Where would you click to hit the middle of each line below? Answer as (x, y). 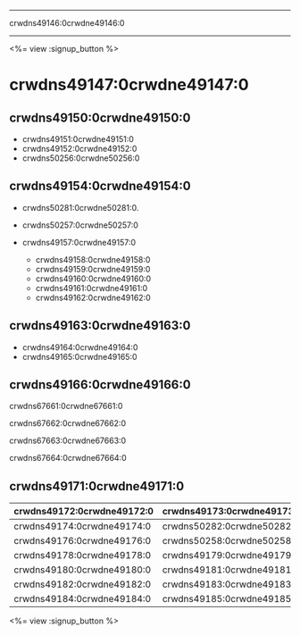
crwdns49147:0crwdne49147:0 (129, 85)
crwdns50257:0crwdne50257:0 (80, 225)
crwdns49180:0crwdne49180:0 (83, 570)
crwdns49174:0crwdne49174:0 (83, 526)
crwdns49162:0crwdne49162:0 (93, 297)
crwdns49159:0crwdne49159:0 (93, 269)
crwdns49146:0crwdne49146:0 (67, 23)
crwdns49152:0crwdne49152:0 (79, 149)
